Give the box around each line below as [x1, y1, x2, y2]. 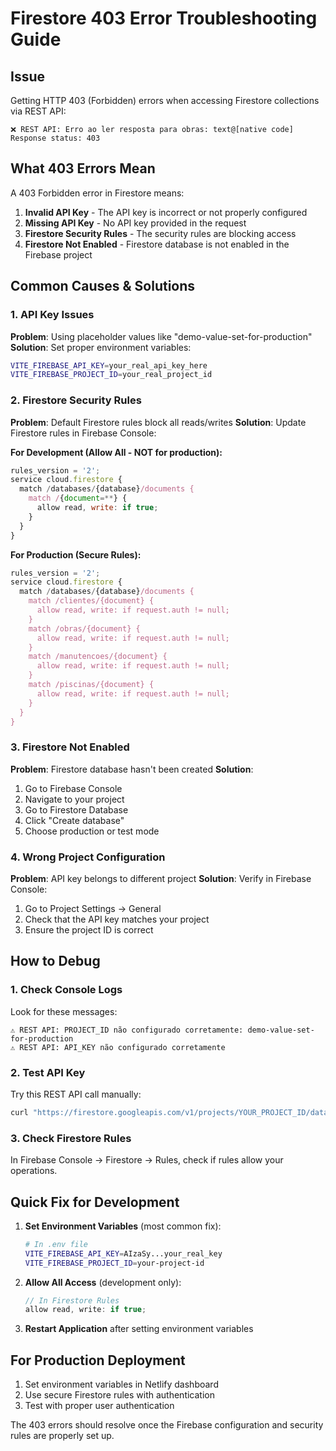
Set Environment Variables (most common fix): [24, 1220, 222, 1232]
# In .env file [24, 1239, 89, 1249]
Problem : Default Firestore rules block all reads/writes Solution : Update [10, 416, 307, 428]
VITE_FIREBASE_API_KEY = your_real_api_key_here [10, 360, 208, 371]
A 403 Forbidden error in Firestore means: [10, 187, 185, 199]
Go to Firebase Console [24, 782, 123, 794]
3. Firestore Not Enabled [10, 740, 130, 754]
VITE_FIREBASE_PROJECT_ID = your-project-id [24, 1258, 205, 1268]
